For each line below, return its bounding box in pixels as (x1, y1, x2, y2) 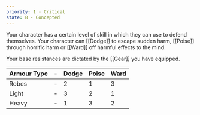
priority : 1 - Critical (6, 8, 66, 15)
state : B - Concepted (6, 14, 60, 20)
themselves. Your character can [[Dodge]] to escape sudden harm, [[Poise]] (6, 37, 195, 44)
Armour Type (9, 69, 48, 78)
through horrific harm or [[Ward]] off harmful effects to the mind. (6, 43, 166, 51)
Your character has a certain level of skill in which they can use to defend (6, 31, 187, 38)
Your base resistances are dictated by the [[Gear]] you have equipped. (6, 55, 181, 62)
